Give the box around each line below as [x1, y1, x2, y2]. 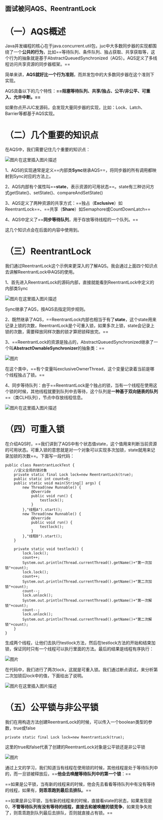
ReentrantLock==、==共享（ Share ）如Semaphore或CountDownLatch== [5, 206, 151, 212]
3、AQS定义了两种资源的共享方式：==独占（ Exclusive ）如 [5, 200, 123, 206]
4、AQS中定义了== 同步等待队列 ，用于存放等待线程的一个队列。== [5, 216, 138, 223]
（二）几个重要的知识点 [5, 130, 99, 140]
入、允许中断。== [5, 94, 41, 100]
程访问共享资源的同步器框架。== [5, 61, 70, 67]
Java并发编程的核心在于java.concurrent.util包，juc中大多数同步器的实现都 [5, 43, 153, 49]
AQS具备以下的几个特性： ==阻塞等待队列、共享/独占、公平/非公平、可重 [5, 88, 150, 94]
